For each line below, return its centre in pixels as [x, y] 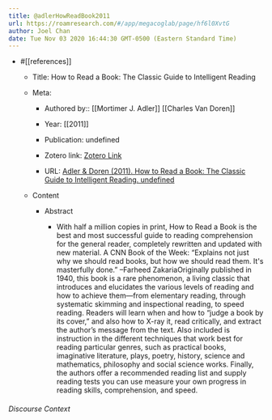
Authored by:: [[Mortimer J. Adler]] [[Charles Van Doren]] [140, 108]
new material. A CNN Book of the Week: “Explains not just [153, 252]
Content [45, 196]
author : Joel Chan [39, 31]
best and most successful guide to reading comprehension [155, 235]
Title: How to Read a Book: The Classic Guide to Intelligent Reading [144, 77]
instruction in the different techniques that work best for [149, 339]
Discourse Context [39, 409]
